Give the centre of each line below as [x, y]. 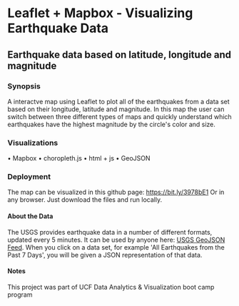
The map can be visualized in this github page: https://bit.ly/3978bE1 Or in [116, 192]
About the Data [30, 216]
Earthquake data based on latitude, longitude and [119, 55]
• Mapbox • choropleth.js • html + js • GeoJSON [79, 158]
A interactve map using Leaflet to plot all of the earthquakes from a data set [118, 101]
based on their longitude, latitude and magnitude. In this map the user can [116, 109]
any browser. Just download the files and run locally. [85, 200]
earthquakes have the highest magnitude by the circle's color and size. [112, 124]
